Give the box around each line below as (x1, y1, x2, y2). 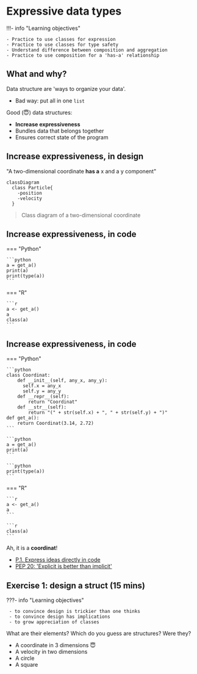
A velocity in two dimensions (15, 648, 88, 655)
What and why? (6, 69, 67, 79)
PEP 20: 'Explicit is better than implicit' (15, 563, 112, 570)
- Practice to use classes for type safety (6, 42, 119, 48)
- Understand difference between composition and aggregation (6, 47, 168, 53)
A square (15, 661, 38, 668)
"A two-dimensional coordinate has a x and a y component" (6, 167, 157, 175)
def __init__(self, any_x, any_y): (17, 377, 108, 384)
